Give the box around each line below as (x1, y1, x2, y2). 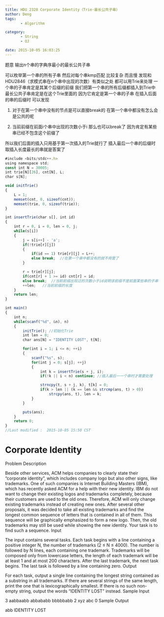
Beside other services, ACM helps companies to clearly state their (5, 470, 139, 476)
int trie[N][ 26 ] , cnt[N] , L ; (5, 170, 65, 175)
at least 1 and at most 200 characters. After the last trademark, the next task (5, 558, 159, 564)
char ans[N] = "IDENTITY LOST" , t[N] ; (23, 337, 102, 342)
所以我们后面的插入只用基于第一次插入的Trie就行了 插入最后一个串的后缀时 (5, 140, 156, 146)
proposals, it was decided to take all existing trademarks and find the (5, 506, 144, 513)
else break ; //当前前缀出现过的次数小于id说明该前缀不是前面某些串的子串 (23, 278, 159, 283)
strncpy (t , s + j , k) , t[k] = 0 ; (40, 383, 109, 387)
